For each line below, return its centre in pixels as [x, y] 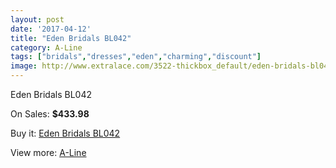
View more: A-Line [48, 152]
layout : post [37, 19]
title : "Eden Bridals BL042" [71, 38]
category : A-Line [46, 47]
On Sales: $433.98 [50, 114]
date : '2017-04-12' [51, 29]
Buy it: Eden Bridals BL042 [65, 133]
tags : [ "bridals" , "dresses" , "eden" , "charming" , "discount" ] [136, 57]
